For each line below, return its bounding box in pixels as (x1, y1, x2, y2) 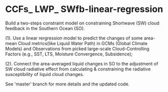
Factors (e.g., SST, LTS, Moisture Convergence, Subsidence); (5, 51, 133, 57)
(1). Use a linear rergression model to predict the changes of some (5, 35, 143, 41)
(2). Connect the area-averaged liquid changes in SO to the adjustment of (5, 60, 158, 66)
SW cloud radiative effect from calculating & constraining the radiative (5, 66, 151, 72)
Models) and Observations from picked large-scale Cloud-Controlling (5, 45, 150, 51)
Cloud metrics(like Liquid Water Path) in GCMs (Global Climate (18, 40, 148, 46)
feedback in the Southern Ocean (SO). (5, 25, 85, 31)
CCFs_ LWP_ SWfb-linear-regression (5, 3, 163, 15)
